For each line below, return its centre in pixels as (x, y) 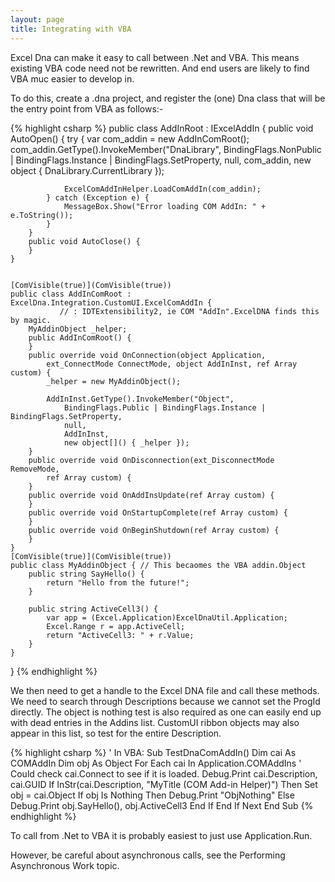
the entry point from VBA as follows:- (87, 108)
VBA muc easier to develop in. (72, 78)
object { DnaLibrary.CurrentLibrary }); (87, 170)
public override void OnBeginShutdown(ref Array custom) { (154, 530)
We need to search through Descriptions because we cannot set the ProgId (165, 701)
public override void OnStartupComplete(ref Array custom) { (158, 512)
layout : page (37, 19)
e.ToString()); (42, 215)
